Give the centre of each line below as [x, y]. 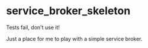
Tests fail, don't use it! [33, 27]
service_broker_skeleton [68, 11]
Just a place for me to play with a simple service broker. [74, 39]
